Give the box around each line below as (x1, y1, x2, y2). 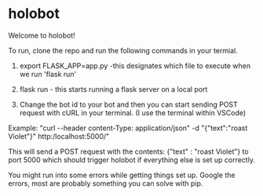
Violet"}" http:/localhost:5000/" (8, 131, 110, 141)
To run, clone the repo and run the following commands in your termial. (8, 45, 238, 55)
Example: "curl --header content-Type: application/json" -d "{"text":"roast (8, 123, 248, 132)
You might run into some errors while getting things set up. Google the (8, 170, 236, 180)
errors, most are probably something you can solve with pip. (8, 178, 203, 188)
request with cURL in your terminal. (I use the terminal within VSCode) (19, 107, 247, 118)
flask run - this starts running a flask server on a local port (19, 84, 208, 94)
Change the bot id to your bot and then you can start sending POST (19, 100, 238, 109)
